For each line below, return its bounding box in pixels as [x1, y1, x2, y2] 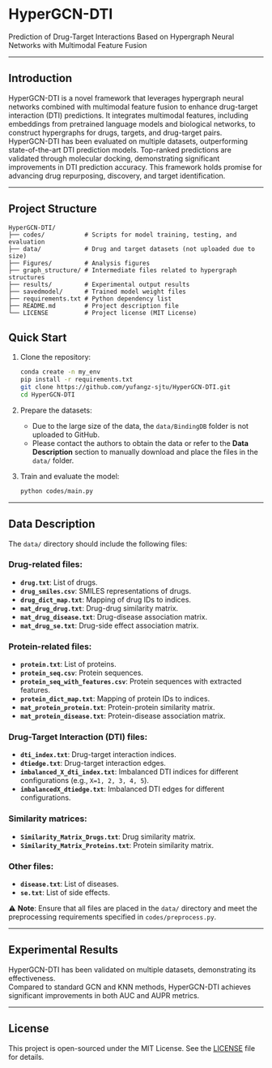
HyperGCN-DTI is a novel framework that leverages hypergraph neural [8, 93, 244, 102]
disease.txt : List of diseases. [19, 879, 119, 889]
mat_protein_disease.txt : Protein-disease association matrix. [19, 711, 226, 721]
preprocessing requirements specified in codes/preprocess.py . [8, 912, 217, 922]
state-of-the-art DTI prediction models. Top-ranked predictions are [8, 145, 232, 154]
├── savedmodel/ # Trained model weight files [8, 288, 186, 296]
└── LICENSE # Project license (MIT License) [8, 309, 198, 317]
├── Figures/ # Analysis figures [8, 259, 151, 267]
